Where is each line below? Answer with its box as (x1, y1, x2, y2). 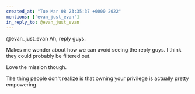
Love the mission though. (6, 64, 67, 71)
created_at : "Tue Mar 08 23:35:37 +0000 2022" (6, 8, 121, 15)
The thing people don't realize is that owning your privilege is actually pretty (6, 75, 189, 82)
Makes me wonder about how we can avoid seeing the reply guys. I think (6, 46, 182, 53)
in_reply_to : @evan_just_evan (6, 19, 80, 25)
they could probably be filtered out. (6, 53, 91, 60)
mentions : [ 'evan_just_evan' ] (6, 14, 80, 20)
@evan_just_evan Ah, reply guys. (6, 35, 86, 42)
